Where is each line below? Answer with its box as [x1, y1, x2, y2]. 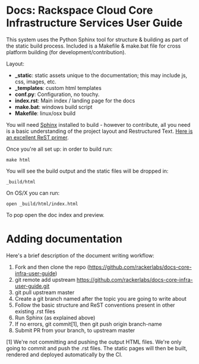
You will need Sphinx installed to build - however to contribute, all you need [6, 121, 191, 128]
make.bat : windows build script [14, 103, 93, 110]
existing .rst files [14, 307, 55, 315]
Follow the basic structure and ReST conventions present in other [14, 301, 175, 309]
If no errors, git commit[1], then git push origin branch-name [14, 320, 162, 328]
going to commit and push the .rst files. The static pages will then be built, [6, 344, 188, 351]
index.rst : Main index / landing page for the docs [14, 97, 135, 104]
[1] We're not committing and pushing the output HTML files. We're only [6, 338, 182, 346]
